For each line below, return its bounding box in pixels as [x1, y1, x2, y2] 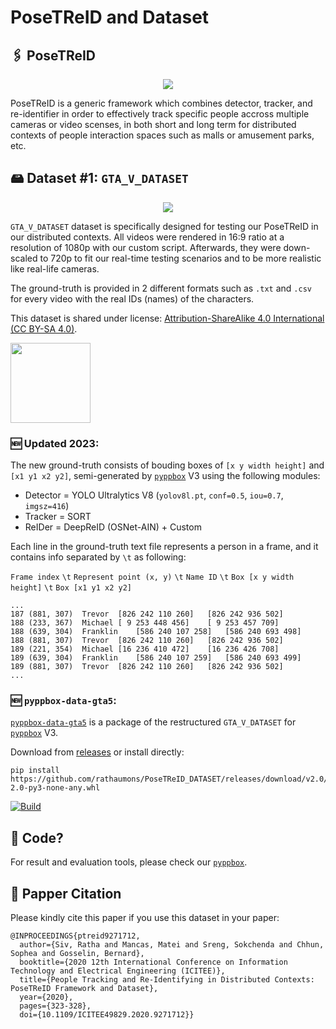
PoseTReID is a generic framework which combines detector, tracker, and [10, 97, 313, 109]
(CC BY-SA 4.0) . [10, 322, 78, 335]
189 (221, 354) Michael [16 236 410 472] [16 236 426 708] [10, 644, 280, 655]
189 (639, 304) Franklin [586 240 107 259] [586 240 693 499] [10, 653, 302, 663]
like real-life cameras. [10, 262, 100, 275]
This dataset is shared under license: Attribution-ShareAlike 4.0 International [10, 312, 325, 324]
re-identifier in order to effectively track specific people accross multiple [10, 108, 310, 120]
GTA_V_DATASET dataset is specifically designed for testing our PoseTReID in [10, 220, 319, 232]
